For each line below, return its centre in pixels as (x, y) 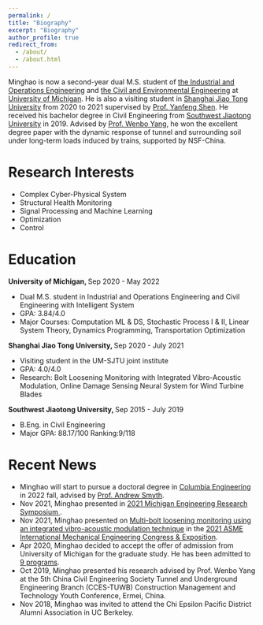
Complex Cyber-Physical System (73, 194)
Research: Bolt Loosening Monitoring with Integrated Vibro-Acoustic (130, 377)
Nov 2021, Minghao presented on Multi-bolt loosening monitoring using (135, 520)
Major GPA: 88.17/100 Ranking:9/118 (77, 433)
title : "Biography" (40, 23)
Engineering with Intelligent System (77, 305)
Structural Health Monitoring (66, 203)
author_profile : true (44, 37)
